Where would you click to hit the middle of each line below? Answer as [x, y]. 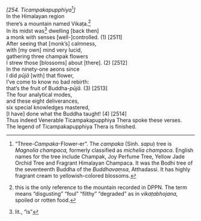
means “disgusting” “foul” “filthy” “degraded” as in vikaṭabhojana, [96, 193]
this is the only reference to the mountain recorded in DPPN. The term [101, 187]
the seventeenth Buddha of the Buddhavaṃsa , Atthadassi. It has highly [102, 169]
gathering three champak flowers [47, 56]
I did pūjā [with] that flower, [40, 75]
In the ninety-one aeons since [43, 69]
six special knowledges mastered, [48, 107]
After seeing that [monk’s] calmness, [51, 43]
